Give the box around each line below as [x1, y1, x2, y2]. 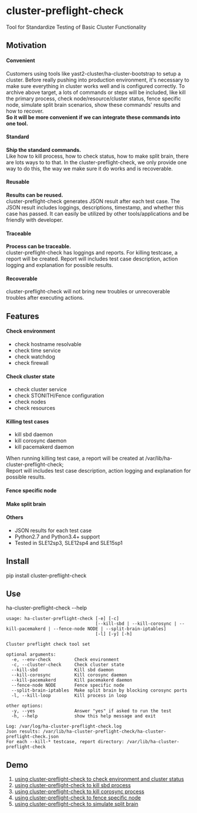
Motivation [6, 40, 47, 50]
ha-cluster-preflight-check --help [6, 604, 87, 611]
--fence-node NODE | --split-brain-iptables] [53, 626, 167, 632]
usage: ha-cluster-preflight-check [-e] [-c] [6, 616, 119, 622]
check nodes [14, 398, 46, 405]
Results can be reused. [6, 191, 63, 198]
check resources [14, 405, 56, 412]
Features [6, 311, 39, 321]
